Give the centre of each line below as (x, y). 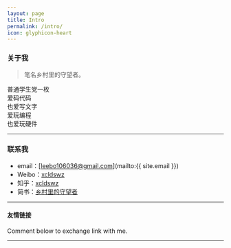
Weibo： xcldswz (41, 174)
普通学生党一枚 (28, 89)
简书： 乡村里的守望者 (47, 192)
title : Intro (26, 20)
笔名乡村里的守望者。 (54, 74)
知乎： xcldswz (38, 183)
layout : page (26, 13)
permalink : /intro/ (35, 26)
